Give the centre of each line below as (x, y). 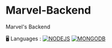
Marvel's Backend (28, 27)
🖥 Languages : (23, 39)
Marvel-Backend (48, 10)
